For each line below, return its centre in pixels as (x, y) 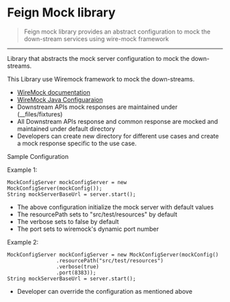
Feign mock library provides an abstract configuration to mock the (117, 32)
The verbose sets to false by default (68, 221)
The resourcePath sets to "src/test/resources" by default (97, 214)
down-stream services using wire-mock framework (96, 38)
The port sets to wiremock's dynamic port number (88, 229)
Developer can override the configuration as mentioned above (105, 291)
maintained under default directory (66, 129)
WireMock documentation (53, 92)
